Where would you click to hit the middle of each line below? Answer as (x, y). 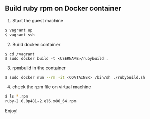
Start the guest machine (38, 20)
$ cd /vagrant (20, 54)
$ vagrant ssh (20, 35)
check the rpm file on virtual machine (52, 87)
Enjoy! (12, 111)
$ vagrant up (19, 30)
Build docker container (36, 44)
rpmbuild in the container (39, 68)
